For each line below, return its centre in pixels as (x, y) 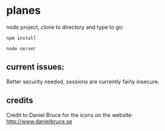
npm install (21, 38)
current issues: (35, 67)
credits (20, 101)
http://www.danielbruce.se (39, 121)
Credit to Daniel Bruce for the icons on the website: (70, 115)
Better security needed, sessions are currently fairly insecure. (83, 81)
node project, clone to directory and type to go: (65, 27)
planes (23, 11)
